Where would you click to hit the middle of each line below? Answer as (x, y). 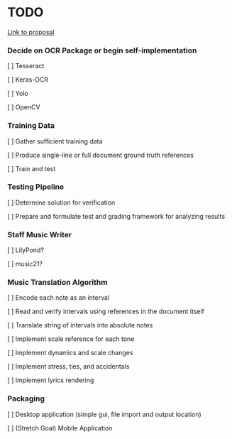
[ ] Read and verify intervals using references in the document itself (106, 311)
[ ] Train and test (32, 168)
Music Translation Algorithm (57, 283)
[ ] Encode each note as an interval (59, 298)
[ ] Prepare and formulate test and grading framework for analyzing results (116, 216)
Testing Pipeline (36, 187)
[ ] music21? (25, 264)
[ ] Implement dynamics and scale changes (70, 353)
